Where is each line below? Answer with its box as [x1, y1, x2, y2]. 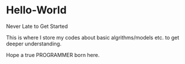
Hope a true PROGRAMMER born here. [6, 51, 100, 58]
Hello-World [6, 3, 67, 17]
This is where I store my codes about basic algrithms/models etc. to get [6, 34, 180, 41]
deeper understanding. [6, 40, 62, 47]
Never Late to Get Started [6, 23, 68, 30]
